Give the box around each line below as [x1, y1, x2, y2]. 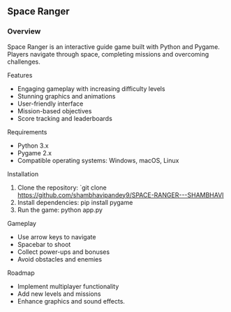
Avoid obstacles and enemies [17, 255, 103, 263]
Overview [7, 27, 41, 36]
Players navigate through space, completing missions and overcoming [7, 50, 209, 58]
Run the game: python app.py [17, 206, 103, 214]
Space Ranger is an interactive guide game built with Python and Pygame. [7, 42, 220, 51]
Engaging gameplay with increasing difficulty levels [17, 84, 165, 93]
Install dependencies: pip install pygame [17, 198, 133, 206]
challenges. [7, 57, 40, 66]
